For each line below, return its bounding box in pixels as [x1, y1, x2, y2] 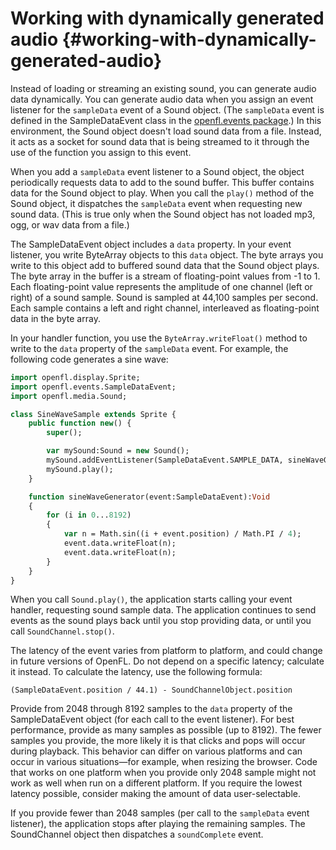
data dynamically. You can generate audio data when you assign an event [10, 93, 314, 105]
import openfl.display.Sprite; [10, 372, 141, 382]
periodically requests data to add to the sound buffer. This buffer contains [10, 176, 315, 188]
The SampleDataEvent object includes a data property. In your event [10, 238, 292, 250]
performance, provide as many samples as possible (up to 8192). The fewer [10, 724, 322, 736]
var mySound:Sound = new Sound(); [46, 446, 190, 456]
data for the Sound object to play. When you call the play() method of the [10, 187, 315, 199]
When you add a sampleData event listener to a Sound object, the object [10, 165, 305, 177]
